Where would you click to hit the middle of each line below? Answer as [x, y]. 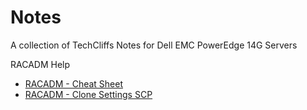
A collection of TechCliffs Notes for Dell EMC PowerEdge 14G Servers [154, 45]
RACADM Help [40, 64]
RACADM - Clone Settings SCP [88, 94]
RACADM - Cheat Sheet [74, 83]
